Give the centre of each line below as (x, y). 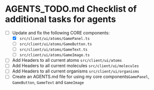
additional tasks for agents (61, 19)
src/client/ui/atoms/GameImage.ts (55, 55)
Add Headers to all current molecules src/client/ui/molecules (76, 66)
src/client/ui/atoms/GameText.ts (54, 50)
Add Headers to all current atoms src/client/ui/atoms (67, 60)
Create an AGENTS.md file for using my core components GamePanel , (81, 77)
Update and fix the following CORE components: (61, 33)
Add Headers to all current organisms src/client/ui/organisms (76, 71)
